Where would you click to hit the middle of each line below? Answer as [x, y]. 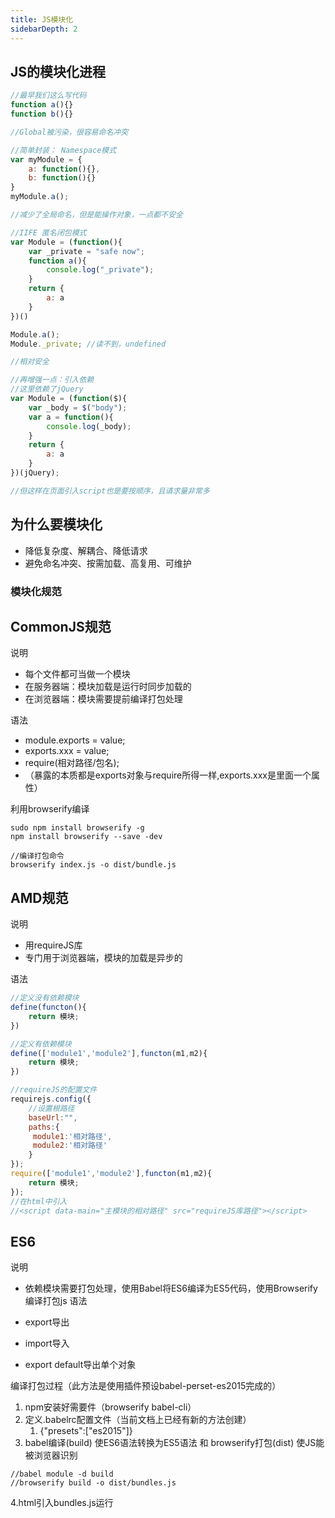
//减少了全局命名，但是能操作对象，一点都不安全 [96, 215]
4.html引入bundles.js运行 [62, 1503]
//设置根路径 [51, 1108]
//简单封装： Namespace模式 [63, 150]
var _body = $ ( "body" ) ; [78, 407]
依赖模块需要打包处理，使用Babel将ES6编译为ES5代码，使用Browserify [171, 1288]
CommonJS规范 [61, 626]
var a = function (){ [71, 417]
